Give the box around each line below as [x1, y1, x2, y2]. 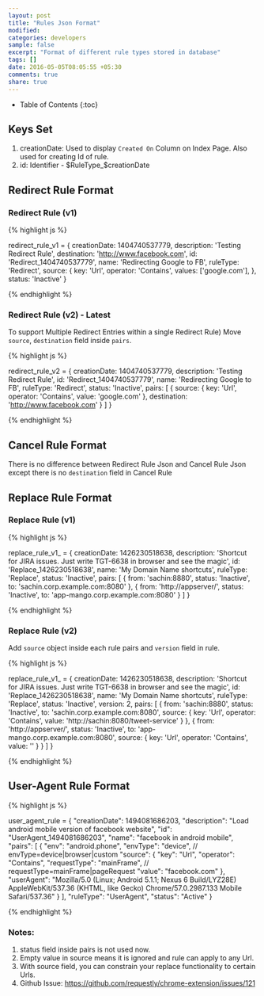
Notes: [8, 926, 35, 937]
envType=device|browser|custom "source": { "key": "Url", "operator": [8, 849, 236, 859]
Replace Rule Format [8, 490, 112, 504]
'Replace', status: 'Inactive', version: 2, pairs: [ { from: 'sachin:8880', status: [8, 699, 254, 709]
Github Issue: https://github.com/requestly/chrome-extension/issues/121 [19, 979, 255, 988]
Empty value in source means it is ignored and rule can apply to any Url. [19, 953, 255, 963]
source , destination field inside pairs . [8, 336, 132, 345]
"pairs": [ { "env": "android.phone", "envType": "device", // [8, 841, 198, 850]
